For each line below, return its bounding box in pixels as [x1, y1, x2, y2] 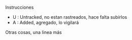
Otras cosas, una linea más [5, 29, 62, 35]
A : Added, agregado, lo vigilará [12, 20, 79, 25]
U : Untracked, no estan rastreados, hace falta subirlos [12, 14, 127, 20]
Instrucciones [5, 5, 34, 10]
